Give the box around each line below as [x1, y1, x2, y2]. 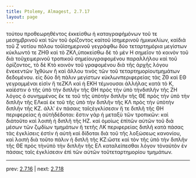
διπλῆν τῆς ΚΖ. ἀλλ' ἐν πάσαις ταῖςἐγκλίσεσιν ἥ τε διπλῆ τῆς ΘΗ [6, 105, 164, 112]
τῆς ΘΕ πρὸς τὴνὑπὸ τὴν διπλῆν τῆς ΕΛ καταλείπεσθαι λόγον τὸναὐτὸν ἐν [6, 142, 188, 149]
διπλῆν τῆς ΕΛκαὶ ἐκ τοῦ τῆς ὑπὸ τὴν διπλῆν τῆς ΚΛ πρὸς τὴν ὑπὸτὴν [6, 98, 174, 105]
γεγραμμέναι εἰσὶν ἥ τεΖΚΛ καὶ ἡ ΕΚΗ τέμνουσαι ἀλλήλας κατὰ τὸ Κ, [6, 80, 174, 87]
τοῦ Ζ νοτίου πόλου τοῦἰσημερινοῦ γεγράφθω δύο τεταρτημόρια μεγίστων [6, 42, 187, 50]
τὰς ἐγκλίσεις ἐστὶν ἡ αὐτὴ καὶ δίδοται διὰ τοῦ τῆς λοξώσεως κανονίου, [6, 129, 181, 136]
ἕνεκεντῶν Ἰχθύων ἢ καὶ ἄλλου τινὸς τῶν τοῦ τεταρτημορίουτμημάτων [6, 67, 180, 74]
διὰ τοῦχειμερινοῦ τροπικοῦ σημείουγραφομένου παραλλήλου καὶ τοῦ [6, 55, 177, 62]
